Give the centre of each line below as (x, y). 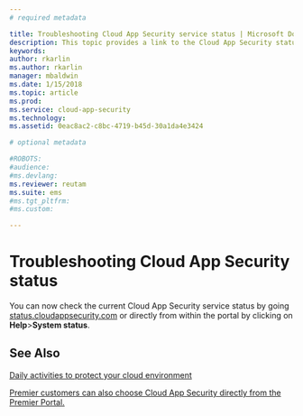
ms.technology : (38, 118)
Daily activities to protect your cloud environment (101, 374)
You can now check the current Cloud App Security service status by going (150, 306)
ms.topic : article (44, 92)
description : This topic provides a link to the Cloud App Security (141, 42)
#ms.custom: (32, 209)
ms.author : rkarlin (46, 68)
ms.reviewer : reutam (48, 184)
